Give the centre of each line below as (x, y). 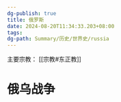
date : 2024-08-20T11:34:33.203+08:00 (61, 26)
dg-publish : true (32, 13)
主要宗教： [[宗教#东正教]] (44, 60)
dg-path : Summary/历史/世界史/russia (58, 39)
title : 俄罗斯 (26, 20)
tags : (15, 33)
